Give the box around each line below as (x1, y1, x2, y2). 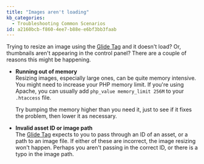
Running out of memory (15, 68, 77, 76)
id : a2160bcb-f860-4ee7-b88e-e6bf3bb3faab (6, 26, 117, 33)
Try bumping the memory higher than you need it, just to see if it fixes (15, 106, 192, 114)
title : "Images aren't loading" (6, 9, 89, 15)
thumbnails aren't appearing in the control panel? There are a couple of (6, 50, 187, 57)
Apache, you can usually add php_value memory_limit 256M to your (15, 87, 184, 95)
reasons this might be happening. (6, 56, 91, 63)
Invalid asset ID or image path (15, 124, 93, 132)
